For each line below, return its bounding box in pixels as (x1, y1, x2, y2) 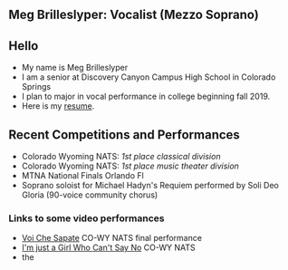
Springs (21, 82, 52, 92)
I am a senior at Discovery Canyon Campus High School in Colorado (21, 72, 276, 82)
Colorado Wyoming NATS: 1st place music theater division (21, 160, 239, 171)
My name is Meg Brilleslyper (21, 63, 129, 73)
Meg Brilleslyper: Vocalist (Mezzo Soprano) (8, 7, 259, 23)
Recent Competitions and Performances (8, 127, 241, 142)
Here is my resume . (21, 101, 95, 111)
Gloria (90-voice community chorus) (21, 189, 158, 200)
